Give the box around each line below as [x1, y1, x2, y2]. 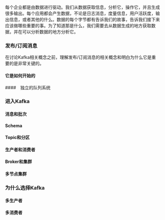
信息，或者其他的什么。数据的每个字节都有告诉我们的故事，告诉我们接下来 [9, 17, 160, 22]
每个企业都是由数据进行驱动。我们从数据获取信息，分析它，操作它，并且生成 [5, 4, 160, 10]
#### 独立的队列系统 [5, 84, 51, 90]
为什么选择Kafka [5, 184, 45, 191]
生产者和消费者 [5, 146, 35, 152]
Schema [5, 122, 23, 129]
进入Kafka [5, 98, 30, 105]
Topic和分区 [5, 135, 30, 140]
